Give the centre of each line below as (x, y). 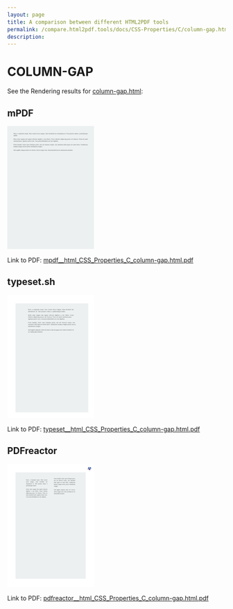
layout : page (26, 15)
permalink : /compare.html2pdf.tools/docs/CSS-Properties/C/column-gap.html (119, 29)
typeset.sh (31, 282)
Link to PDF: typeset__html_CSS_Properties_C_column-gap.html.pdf (104, 429)
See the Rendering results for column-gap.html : (75, 91)
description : (26, 37)
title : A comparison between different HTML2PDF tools (88, 22)
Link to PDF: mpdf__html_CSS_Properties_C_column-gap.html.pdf (101, 260)
